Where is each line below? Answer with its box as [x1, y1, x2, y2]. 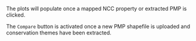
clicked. [6, 11, 26, 18]
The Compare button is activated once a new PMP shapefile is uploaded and [6, 23, 191, 30]
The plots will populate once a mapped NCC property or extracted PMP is [6, 5, 187, 12]
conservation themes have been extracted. [6, 29, 112, 36]
